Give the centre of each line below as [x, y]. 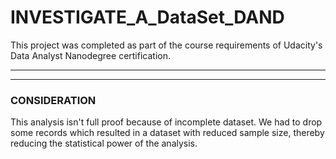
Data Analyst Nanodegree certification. [90, 55]
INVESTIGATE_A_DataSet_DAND [147, 17]
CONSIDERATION [53, 100]
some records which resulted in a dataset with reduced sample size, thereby [167, 133]
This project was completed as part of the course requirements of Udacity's [166, 45]
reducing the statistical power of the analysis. [104, 143]
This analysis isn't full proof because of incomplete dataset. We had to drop [166, 122]
